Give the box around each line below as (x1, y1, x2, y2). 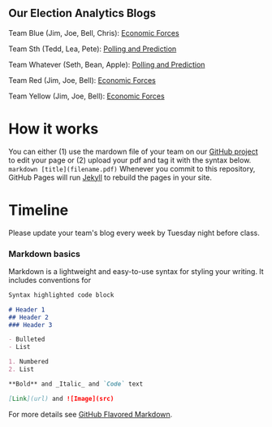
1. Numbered (8, 358, 49, 366)
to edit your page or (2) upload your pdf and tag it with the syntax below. (8, 155, 252, 165)
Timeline (8, 201, 69, 219)
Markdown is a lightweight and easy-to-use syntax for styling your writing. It (8, 266, 264, 276)
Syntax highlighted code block (8, 290, 114, 299)
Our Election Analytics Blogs (8, 7, 157, 20)
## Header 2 (8, 313, 49, 321)
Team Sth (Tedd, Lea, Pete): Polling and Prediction (8, 44, 177, 54)
